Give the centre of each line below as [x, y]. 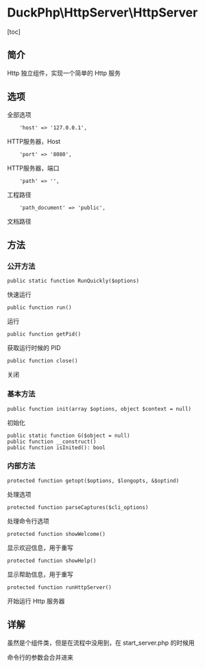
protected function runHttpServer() [59, 587]
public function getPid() [44, 334]
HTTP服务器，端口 [33, 168]
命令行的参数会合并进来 [40, 657]
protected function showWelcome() [57, 534]
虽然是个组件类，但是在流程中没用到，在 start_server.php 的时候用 [101, 643]
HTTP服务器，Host [34, 141]
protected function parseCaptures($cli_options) [78, 507]
